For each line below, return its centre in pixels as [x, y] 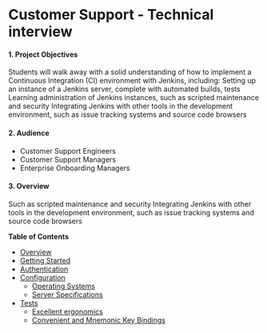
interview [40, 32]
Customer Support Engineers [68, 150]
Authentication [44, 269]
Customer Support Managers [68, 159]
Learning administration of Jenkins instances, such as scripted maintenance [134, 98]
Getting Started [45, 260]
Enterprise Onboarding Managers [75, 168]
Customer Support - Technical [111, 15]
